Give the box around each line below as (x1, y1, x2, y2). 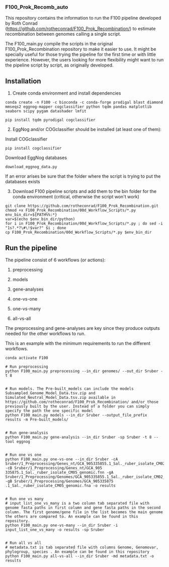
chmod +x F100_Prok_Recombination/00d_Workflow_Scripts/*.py (5, 208, 136, 213)
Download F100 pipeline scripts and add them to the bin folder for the (12, 188, 157, 194)
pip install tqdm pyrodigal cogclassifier (5, 117, 96, 123)
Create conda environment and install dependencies (12, 90, 121, 96)
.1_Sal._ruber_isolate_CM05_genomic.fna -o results (5, 483, 116, 488)
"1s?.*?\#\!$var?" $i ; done (5, 226, 66, 231)
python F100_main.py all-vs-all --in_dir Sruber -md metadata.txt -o (5, 553, 154, 558)
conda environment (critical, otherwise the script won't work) (12, 194, 140, 200)
